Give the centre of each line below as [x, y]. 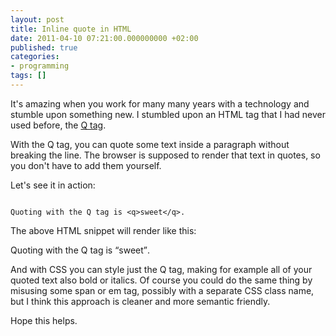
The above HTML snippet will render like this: [103, 230]
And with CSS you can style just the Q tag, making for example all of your [161, 269]
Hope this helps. [44, 320]
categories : [35, 57]
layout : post [37, 19]
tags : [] [28, 76]
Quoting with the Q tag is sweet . [80, 250]
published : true [44, 47]
